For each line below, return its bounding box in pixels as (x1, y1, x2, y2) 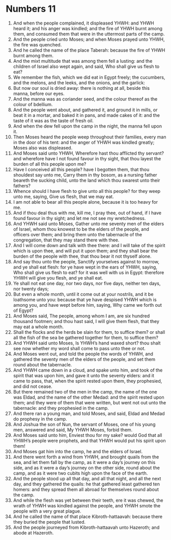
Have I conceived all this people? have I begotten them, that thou (13, 166, 150, 173)
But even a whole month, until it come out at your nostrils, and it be (13, 291, 154, 297)
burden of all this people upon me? (13, 161, 87, 167)
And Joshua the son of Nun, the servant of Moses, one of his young (13, 421, 156, 427)
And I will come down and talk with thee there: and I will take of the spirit (13, 242, 165, 248)
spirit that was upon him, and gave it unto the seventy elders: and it (13, 372, 154, 378)
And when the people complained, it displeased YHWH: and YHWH (13, 20, 154, 26)
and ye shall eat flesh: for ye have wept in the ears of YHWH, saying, (13, 264, 157, 270)
